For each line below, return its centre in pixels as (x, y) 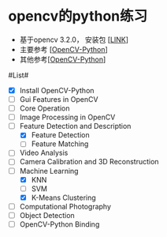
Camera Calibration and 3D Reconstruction (89, 162)
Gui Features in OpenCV (59, 99)
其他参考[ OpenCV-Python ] (63, 59)
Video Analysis (44, 153)
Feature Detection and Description (75, 126)
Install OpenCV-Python (57, 90)
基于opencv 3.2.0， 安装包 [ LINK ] (74, 39)
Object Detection (47, 215)
